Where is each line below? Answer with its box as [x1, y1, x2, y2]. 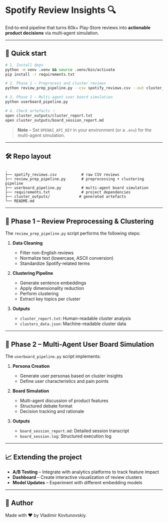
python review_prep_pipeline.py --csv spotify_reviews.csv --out [5, 85, 144, 91]
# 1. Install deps [5, 62, 43, 67]
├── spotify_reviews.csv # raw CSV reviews [5, 172, 120, 177]
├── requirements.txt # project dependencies [5, 190, 131, 195]
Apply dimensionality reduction [19, 285, 84, 291]
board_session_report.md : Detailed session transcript [19, 428, 129, 434]
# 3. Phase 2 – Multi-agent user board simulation [5, 94, 113, 100]
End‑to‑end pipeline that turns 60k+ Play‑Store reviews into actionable [5, 24, 151, 31]
